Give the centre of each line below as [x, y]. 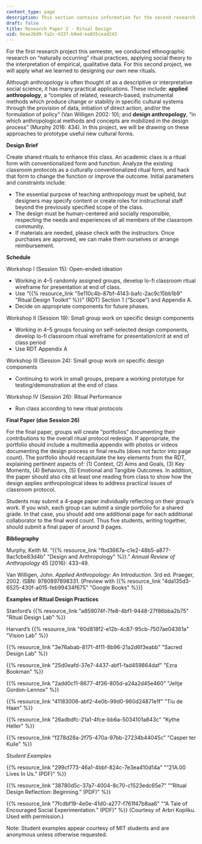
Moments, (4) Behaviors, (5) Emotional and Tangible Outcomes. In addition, [100, 471]
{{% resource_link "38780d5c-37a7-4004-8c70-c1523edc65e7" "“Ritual [96, 785]
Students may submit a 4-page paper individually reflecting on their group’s [100, 501]
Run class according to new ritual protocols [69, 408]
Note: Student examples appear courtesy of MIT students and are [88, 828]
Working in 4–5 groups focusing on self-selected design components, [102, 330]
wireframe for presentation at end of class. [68, 287]
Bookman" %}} [25, 672]
